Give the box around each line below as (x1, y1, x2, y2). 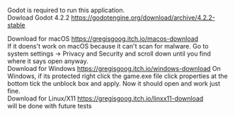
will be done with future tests (7, 102, 92, 110)
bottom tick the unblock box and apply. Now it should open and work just (7, 79, 221, 87)
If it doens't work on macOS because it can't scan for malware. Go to (7, 42, 209, 50)
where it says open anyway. (7, 57, 88, 65)
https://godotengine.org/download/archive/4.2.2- (70, 13, 216, 22)
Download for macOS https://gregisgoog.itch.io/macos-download (7, 34, 199, 43)
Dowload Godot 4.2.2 (7, 13, 70, 22)
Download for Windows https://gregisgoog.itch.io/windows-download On (7, 65, 222, 72)
